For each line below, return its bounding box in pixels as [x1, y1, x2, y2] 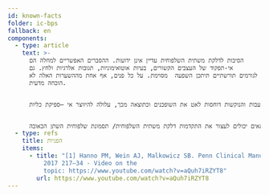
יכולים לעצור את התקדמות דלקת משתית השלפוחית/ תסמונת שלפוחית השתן [50, 122, 248, 130]
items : [22, 144, 44, 152]
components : [7, 34, 47, 43]
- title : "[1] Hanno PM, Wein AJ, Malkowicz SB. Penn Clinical [28, 152, 246, 160]
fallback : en [7, 26, 51, 35]
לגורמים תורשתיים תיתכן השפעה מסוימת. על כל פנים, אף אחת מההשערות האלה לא [28, 71, 258, 79]
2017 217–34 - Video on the [43, 159, 137, 167]
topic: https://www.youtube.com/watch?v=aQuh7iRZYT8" [43, 166, 227, 175]
